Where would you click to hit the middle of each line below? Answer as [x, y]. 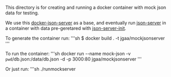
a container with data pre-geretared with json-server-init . [66, 28]
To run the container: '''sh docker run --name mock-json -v [68, 54]
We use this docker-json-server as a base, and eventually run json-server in [86, 23]
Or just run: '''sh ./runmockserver [41, 69]
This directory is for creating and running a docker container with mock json [86, 7]
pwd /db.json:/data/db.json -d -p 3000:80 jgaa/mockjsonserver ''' [74, 59]
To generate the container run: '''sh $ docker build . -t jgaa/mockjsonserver [85, 38]
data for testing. [22, 13]
